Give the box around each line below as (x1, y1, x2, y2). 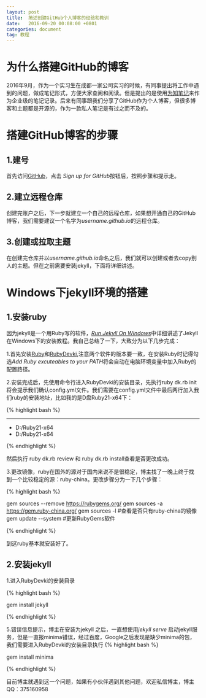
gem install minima (6, 653, 54, 661)
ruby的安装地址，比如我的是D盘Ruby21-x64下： (11, 394, 133, 401)
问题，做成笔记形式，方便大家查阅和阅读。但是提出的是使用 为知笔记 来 (17, 90, 194, 97)
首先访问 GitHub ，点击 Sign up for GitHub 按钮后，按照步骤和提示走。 (6, 173, 180, 180)
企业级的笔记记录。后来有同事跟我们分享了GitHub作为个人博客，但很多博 (11, 97, 196, 104)
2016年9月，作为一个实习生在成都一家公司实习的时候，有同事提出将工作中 (6, 82, 194, 89)
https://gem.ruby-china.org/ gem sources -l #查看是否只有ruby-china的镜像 (6, 507, 197, 514)
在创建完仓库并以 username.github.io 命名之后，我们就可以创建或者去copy (6, 254, 192, 262)
